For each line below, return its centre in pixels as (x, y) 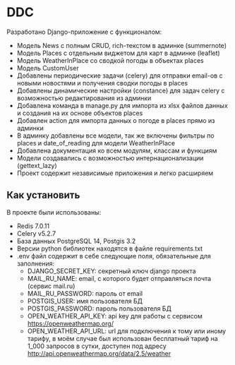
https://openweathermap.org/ (71, 323)
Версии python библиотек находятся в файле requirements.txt (109, 249)
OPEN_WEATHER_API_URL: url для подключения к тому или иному (127, 331)
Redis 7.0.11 (33, 226)
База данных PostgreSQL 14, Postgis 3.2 (76, 241)
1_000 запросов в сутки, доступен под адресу (97, 346)
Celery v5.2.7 (36, 233)
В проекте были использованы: (54, 212)
